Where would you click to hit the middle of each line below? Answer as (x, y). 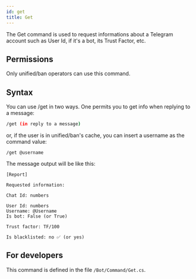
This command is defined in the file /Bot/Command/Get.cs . (76, 269)
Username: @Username (32, 211)
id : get (16, 12)
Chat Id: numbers (28, 196)
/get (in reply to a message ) (44, 124)
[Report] (17, 175)
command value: (27, 142)
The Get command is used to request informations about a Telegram (90, 34)
